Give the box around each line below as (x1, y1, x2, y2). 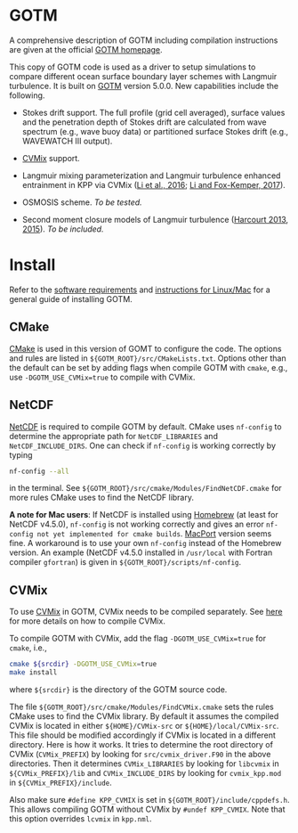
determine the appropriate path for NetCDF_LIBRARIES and (9, 430, 218, 441)
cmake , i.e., (9, 642, 47, 653)
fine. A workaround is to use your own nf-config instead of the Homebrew (9, 538, 282, 549)
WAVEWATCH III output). (21, 135, 113, 146)
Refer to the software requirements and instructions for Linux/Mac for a (9, 284, 271, 295)
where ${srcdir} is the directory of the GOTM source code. (9, 683, 228, 695)
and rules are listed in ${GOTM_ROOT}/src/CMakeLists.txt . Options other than (9, 353, 286, 363)
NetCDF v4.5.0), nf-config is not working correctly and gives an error (9, 519, 264, 530)
